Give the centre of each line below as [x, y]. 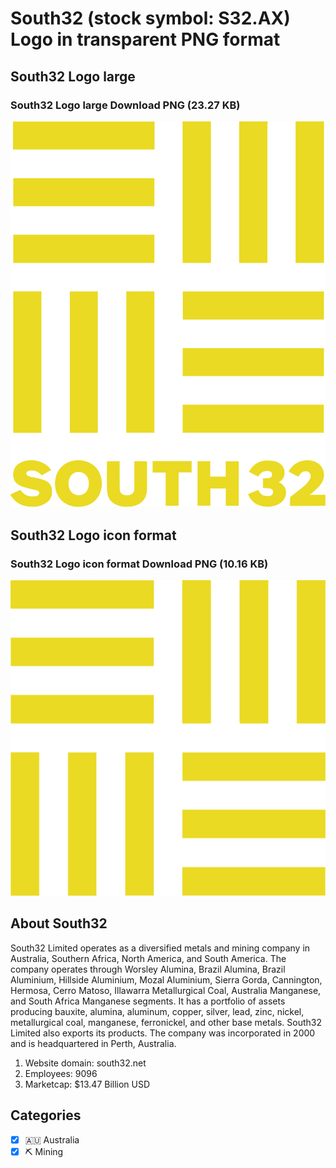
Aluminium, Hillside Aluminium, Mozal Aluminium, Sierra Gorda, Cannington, [166, 979]
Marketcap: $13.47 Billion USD [87, 1084]
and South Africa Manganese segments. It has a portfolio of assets [148, 1001]
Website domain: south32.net [85, 1063]
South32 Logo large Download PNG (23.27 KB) [125, 105]
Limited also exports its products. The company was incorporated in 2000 [163, 1033]
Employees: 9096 [61, 1073]
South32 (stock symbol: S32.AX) [150, 18]
